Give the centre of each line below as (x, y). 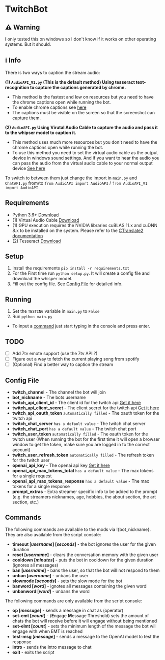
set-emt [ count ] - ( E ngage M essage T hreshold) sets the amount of (81, 615)
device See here (29, 168)
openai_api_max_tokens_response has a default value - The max (81, 481)
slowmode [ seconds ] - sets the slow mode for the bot (67, 581)
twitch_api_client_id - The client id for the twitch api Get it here (76, 403)
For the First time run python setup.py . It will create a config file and (81, 273)
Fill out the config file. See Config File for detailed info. (67, 284)
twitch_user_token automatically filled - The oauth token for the (80, 434)
